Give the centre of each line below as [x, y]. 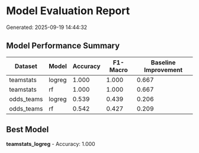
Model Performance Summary [63, 46]
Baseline [163, 62]
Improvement [163, 70]
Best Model [28, 130]
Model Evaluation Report [68, 11]
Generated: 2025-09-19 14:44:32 [47, 27]
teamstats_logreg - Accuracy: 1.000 [51, 144]
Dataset [26, 66]
